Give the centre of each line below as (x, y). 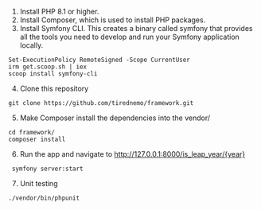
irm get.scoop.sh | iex (48, 67)
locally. (31, 45)
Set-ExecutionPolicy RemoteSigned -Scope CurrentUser (99, 60)
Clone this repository (54, 88)
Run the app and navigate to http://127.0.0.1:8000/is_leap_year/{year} (132, 154)
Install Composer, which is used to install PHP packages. (113, 20)
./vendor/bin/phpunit (44, 198)
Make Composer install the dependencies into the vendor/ (115, 118)
